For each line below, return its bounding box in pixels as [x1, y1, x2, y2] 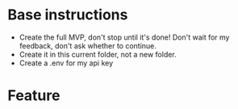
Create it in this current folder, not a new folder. [19, 49, 177, 59]
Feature [7, 86, 61, 105]
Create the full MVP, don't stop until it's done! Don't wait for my [19, 32, 230, 42]
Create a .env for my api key [19, 58, 114, 68]
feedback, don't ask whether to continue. [19, 40, 157, 50]
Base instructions [7, 6, 128, 24]
